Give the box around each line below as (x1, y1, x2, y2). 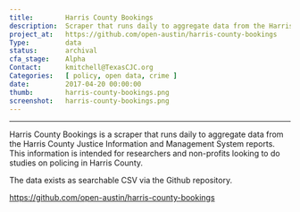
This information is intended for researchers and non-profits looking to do (9, 148, 280, 159)
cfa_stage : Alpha (9, 55, 87, 64)
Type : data (9, 38, 82, 47)
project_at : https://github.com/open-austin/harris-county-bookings (9, 30, 278, 38)
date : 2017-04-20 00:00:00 (9, 80, 142, 89)
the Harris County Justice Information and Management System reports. (9, 139, 275, 149)
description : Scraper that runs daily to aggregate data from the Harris (9, 21, 294, 30)
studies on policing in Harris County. (9, 157, 144, 168)
